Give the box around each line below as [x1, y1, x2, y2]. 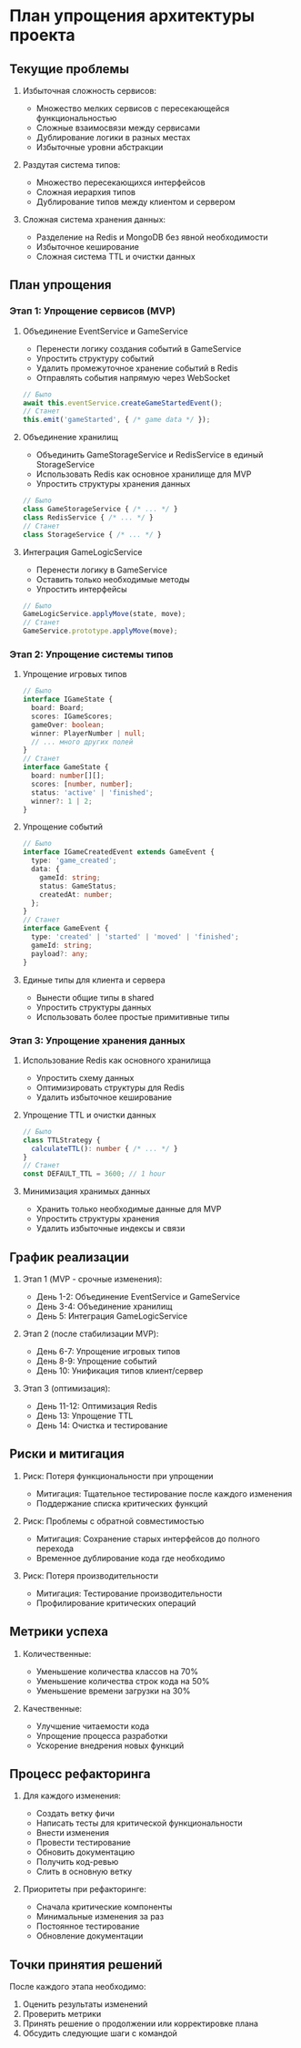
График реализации [9, 1250, 130, 1265]
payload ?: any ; [31, 949, 89, 958]
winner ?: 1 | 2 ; [31, 797, 93, 806]
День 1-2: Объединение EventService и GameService [35, 1291, 241, 1302]
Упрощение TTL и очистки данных [22, 1109, 156, 1120]
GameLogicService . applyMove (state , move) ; [22, 610, 186, 619]
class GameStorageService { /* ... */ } [22, 505, 178, 514]
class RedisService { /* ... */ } [22, 512, 154, 522]
